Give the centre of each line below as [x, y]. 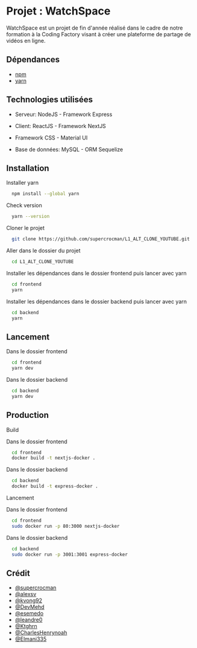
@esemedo [29, 614]
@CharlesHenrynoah [41, 633]
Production [28, 415]
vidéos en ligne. [26, 40]
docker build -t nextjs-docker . [54, 458]
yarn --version [31, 217]
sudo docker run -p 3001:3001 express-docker [70, 554]
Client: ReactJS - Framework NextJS [61, 126]
